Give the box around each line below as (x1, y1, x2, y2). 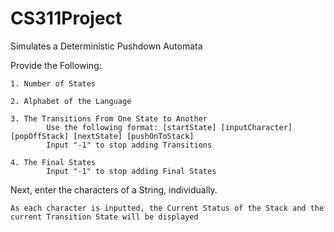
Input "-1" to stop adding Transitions (46, 140, 213, 150)
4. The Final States (10, 157, 97, 167)
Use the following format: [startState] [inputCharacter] (46, 122, 293, 132)
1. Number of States (10, 78, 97, 89)
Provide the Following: (10, 59, 102, 71)
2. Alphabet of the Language (10, 96, 132, 106)
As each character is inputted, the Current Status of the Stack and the (10, 203, 325, 213)
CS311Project (10, 7, 123, 30)
